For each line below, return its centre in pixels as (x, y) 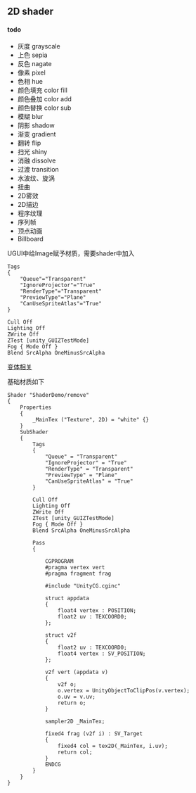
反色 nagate (34, 63)
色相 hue (30, 81)
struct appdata (67, 598)
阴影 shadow (36, 125)
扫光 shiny (32, 151)
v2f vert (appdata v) (77, 672)
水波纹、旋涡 (36, 178)
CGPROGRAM (59, 561)
